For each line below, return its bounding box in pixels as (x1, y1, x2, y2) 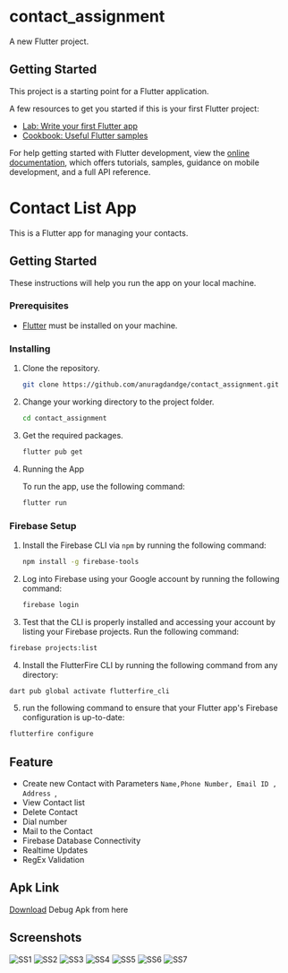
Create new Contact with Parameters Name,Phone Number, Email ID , (21, 778, 277, 789)
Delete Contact (21, 807, 79, 818)
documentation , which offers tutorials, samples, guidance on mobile (9, 157, 259, 168)
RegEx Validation (21, 855, 85, 865)
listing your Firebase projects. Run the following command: (21, 626, 240, 637)
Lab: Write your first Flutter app (21, 120, 139, 131)
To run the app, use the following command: (21, 481, 185, 491)
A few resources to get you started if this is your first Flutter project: (9, 103, 259, 114)
